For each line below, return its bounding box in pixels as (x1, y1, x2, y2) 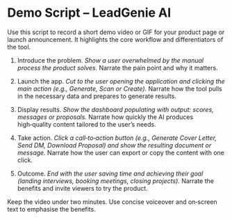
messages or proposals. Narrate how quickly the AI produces (17, 113, 194, 121)
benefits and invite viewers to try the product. (17, 184, 148, 192)
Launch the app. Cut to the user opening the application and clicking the (17, 77, 226, 85)
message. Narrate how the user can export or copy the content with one (17, 148, 224, 157)
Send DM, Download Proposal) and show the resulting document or (17, 141, 212, 149)
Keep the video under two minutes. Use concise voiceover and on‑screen (7, 197, 217, 206)
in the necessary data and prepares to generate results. (17, 92, 177, 100)
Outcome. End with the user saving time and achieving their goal (17, 169, 204, 178)
